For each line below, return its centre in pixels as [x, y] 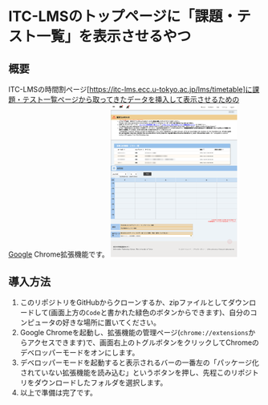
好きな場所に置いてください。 [111, 322]
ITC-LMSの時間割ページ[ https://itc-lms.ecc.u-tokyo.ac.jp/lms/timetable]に [130, 89]
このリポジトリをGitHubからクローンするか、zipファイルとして [124, 302]
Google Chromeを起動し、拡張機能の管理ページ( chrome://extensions [134, 333]
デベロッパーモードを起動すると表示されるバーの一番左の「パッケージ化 [139, 362]
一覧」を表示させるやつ [114, 36]
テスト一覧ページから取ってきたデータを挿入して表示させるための [131, 99]
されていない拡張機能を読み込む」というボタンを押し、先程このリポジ [136, 373]
